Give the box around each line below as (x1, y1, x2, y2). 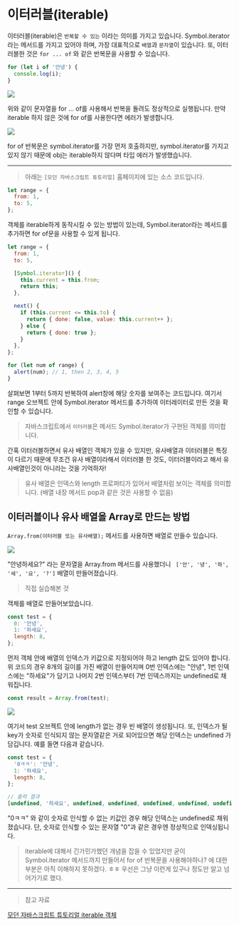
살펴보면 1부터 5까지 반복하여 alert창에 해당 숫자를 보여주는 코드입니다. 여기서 (7, 388, 223, 397)
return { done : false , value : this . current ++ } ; (26, 316, 174, 323)
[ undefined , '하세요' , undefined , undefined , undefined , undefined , (7, 800, 211, 807)
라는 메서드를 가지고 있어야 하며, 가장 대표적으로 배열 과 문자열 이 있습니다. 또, (7, 40, 216, 49)
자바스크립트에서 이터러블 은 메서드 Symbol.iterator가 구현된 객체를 (24, 422, 208, 431)
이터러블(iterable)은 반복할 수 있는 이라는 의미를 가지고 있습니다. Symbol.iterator (7, 31, 230, 40)
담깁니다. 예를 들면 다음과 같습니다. (7, 740, 105, 748)
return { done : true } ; (26, 329, 97, 336)
